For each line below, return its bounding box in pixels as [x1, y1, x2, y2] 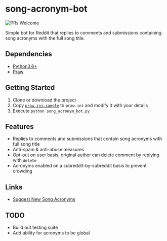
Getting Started [5, 83, 55, 92]
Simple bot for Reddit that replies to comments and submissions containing [5, 29, 162, 36]
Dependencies [5, 50, 52, 58]
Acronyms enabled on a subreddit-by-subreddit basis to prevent [12, 163, 147, 169]
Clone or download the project [12, 97, 76, 103]
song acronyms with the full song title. [5, 35, 85, 41]
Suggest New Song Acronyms [12, 196, 75, 202]
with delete [12, 157, 37, 163]
